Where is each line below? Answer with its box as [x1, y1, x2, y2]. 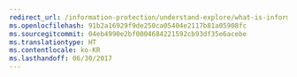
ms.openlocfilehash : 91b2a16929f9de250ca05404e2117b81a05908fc [9, 21, 247, 30]
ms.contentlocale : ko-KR [9, 46, 101, 55]
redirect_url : [9, 12, 62, 22]
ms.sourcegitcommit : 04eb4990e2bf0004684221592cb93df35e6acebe [9, 29, 247, 38]
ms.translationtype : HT [9, 37, 97, 47]
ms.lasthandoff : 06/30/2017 [9, 54, 113, 63]
